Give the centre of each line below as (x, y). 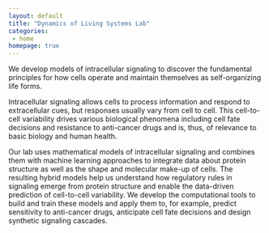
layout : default (36, 16)
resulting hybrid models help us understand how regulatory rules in (120, 178)
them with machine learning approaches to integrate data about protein (127, 161)
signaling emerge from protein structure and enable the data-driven (121, 186)
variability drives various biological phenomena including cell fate (131, 119)
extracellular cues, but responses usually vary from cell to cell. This (121, 111)
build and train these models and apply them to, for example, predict (123, 204)
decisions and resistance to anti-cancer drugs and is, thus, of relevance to (132, 128)
